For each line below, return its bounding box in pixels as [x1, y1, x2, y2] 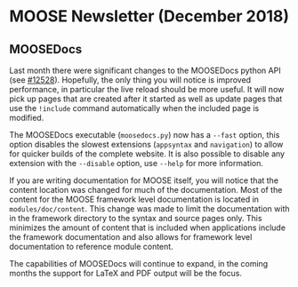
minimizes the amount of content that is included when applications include [9, 222, 286, 233]
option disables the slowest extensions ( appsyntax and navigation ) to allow [9, 140, 284, 149]
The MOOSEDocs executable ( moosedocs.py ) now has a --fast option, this [9, 130, 280, 140]
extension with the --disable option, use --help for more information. [9, 158, 264, 168]
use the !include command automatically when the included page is [9, 103, 260, 113]
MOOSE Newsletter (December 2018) [9, 6, 290, 27]
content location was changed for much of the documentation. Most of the [9, 185, 283, 195]
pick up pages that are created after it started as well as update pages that [9, 93, 283, 104]
